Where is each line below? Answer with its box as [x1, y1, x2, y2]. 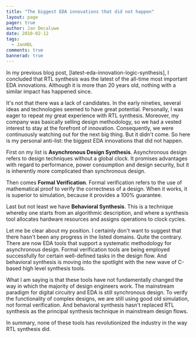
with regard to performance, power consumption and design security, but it [6, 161, 190, 168]
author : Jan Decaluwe [6, 25, 60, 31]
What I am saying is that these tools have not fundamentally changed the [6, 276, 184, 283]
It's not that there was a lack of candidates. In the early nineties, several [6, 99, 181, 107]
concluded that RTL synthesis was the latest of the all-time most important [6, 75, 188, 82]
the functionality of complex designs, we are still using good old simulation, [6, 295, 190, 302]
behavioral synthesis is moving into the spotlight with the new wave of [6, 258, 177, 265]
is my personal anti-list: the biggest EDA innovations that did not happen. [6, 137, 184, 144]
